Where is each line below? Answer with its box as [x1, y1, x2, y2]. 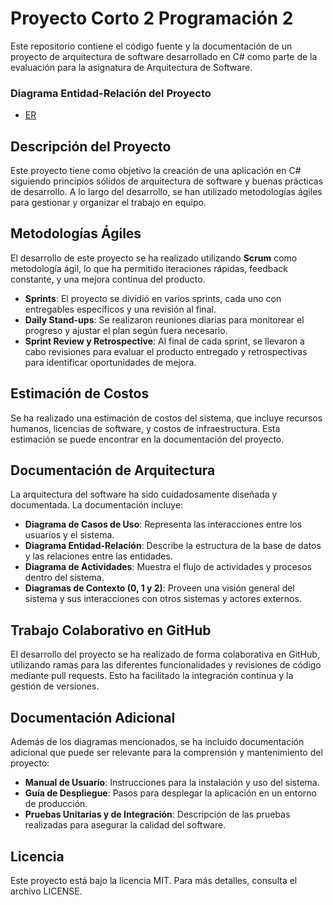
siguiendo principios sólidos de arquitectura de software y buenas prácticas [10, 175, 324, 187]
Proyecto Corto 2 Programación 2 [10, 7, 294, 30]
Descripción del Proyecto [10, 138, 172, 155]
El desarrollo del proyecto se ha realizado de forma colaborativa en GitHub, [10, 648, 320, 661]
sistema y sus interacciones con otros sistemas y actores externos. [24, 593, 302, 605]
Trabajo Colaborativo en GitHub [10, 622, 212, 639]
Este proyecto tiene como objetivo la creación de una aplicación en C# [10, 165, 302, 177]
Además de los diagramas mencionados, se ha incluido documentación [10, 736, 305, 748]
